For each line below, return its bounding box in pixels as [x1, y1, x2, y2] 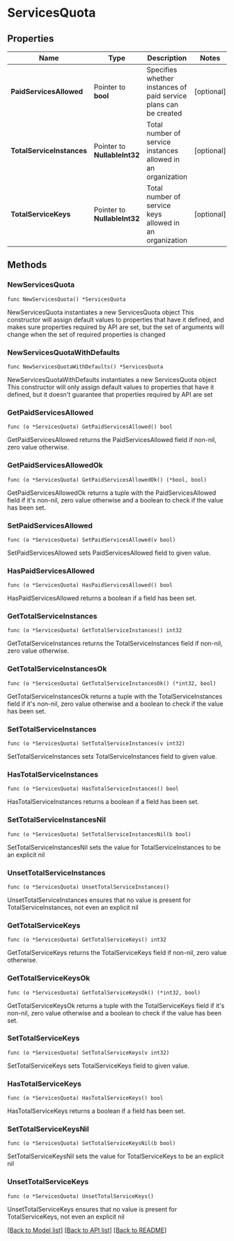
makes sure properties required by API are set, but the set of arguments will [7, 322, 224, 331]
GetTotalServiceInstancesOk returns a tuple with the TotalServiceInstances [7, 692, 223, 700]
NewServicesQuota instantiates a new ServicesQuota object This [7, 308, 194, 316]
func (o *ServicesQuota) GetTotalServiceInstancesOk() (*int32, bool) [7, 680, 217, 687]
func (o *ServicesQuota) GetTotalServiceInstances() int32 [7, 627, 182, 634]
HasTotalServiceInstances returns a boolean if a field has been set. [7, 798, 200, 806]
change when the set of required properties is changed [7, 330, 166, 338]
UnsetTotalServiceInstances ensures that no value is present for [7, 896, 192, 904]
